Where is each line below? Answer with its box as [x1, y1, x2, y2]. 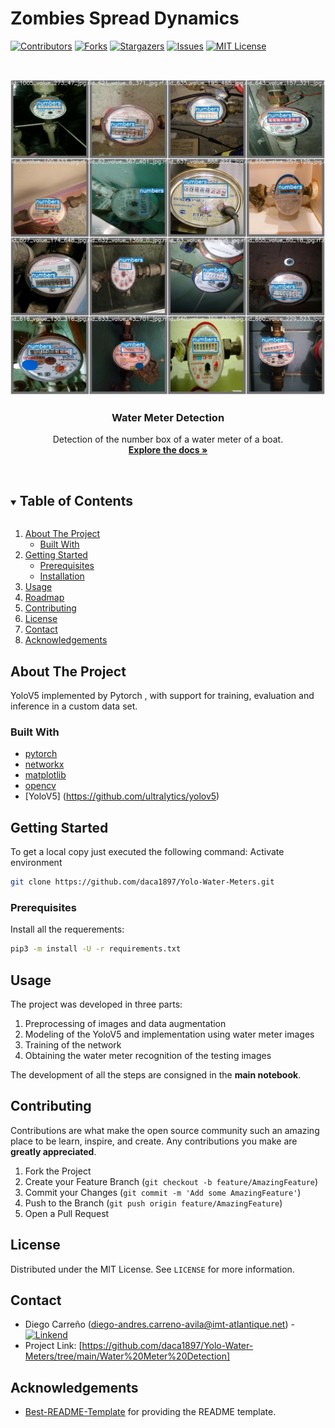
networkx [24, 758, 65, 771]
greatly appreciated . [10, 1145, 97, 1157]
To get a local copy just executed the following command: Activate [10, 846, 285, 858]
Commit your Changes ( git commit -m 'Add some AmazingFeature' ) [24, 1186, 302, 1198]
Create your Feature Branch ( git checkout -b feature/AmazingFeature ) [24, 1175, 319, 1187]
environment [10, 857, 63, 869]
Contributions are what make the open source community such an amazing [10, 1124, 320, 1136]
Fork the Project [24, 1165, 92, 1177]
